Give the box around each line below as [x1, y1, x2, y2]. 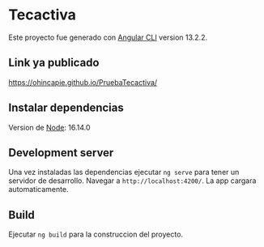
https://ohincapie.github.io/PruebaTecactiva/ [8, 77, 158, 87]
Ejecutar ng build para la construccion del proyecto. [8, 229, 184, 240]
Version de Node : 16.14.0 [8, 122, 91, 132]
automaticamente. [8, 185, 69, 194]
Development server [8, 146, 114, 160]
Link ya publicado [8, 56, 100, 70]
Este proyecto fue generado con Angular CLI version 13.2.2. [8, 32, 208, 42]
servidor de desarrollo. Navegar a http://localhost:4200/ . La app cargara [8, 176, 257, 185]
